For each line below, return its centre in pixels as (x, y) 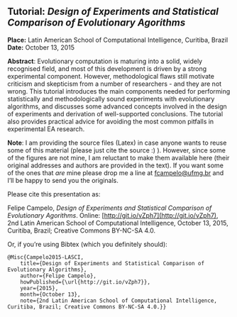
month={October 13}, (50, 294)
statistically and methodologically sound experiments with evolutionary (111, 99)
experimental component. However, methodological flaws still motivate (111, 76)
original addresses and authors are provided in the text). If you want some (115, 165)
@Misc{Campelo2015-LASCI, (45, 257)
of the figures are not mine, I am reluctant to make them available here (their (118, 157)
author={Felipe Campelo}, (59, 276)
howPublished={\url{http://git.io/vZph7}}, (86, 282)
